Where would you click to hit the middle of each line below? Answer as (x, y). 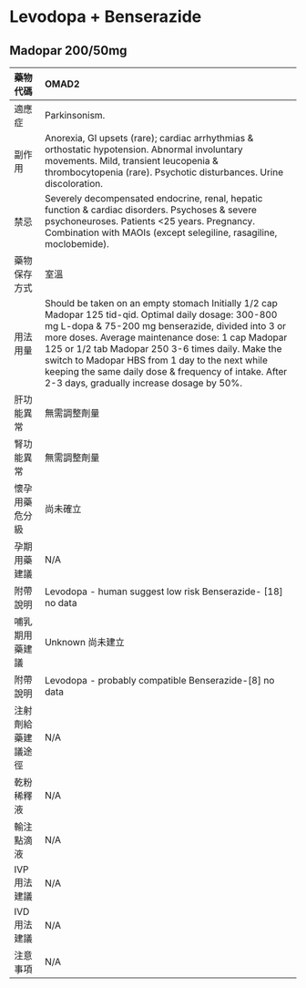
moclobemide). (76, 244)
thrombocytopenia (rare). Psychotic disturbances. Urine (164, 172)
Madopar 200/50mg (68, 51)
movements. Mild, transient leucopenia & (131, 161)
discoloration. (73, 184)
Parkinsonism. (75, 115)
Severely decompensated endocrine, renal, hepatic (153, 198)
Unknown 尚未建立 (84, 642)
